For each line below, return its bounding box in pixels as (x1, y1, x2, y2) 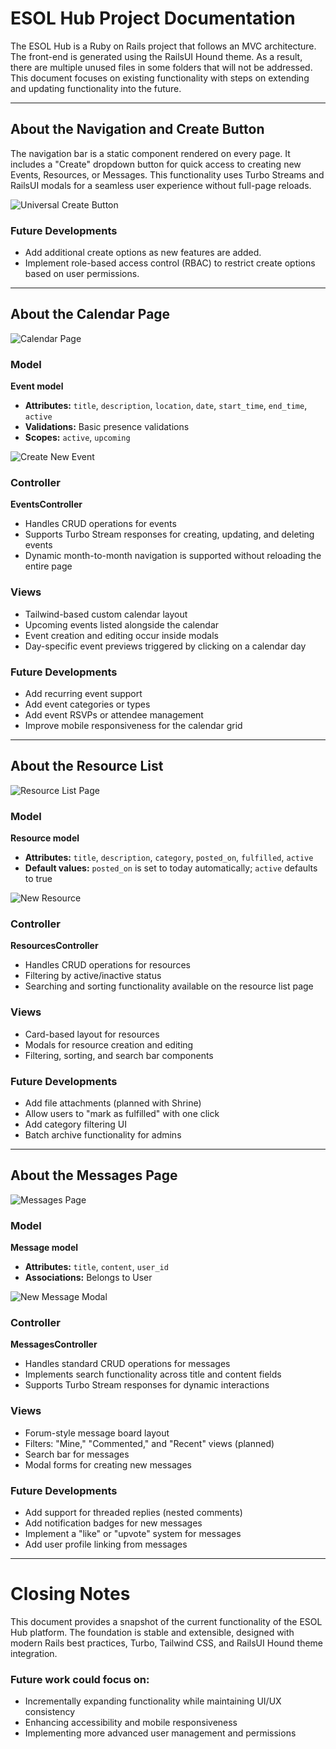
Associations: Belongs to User (24, 1272, 153, 1284)
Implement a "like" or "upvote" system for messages (24, 1528, 242, 1540)
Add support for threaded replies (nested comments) (24, 1507, 243, 1519)
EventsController (10, 498, 83, 511)
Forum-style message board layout (24, 1427, 170, 1439)
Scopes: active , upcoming (24, 432, 131, 444)
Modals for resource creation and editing (24, 1038, 194, 1051)
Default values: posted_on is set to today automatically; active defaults (24, 862, 318, 874)
